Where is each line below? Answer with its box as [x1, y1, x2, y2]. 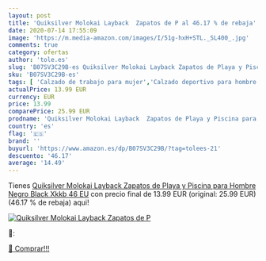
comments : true [8, 41, 59, 49]
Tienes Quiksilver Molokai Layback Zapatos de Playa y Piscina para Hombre [8, 181, 256, 190]
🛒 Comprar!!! [8, 244, 50, 254]
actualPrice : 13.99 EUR [8, 85, 87, 94]
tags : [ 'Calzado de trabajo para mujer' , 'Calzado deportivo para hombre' [8, 78, 260, 86]
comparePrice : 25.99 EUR [8, 108, 90, 116]
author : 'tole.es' [8, 56, 69, 64]
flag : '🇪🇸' [8, 129, 47, 137]
